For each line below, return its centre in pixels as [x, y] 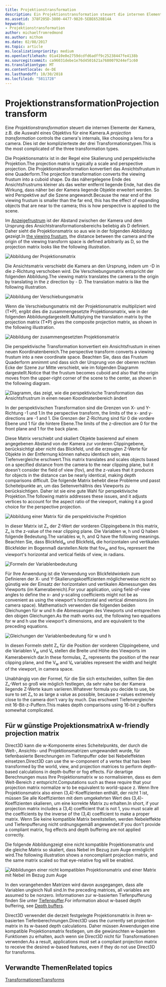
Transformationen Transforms [35, 980]
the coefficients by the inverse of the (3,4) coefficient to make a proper [77, 814]
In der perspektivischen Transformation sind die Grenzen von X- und [75, 408]
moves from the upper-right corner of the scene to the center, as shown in [81, 378]
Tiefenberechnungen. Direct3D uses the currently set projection [90, 920]
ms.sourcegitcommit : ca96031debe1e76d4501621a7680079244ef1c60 [72, 60]
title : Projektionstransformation [41, 10]
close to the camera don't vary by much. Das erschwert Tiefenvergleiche [80, 699]
